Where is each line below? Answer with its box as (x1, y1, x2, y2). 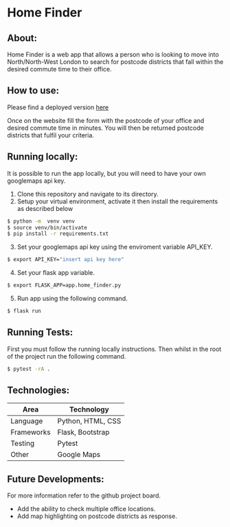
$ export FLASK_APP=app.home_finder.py (7, 282, 122, 289)
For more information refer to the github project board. (7, 491, 161, 500)
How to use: (7, 85, 60, 97)
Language (10, 416, 43, 426)
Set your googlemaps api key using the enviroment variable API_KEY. (16, 243, 213, 251)
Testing (10, 438, 35, 448)
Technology (69, 405, 110, 414)
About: (7, 32, 38, 44)
